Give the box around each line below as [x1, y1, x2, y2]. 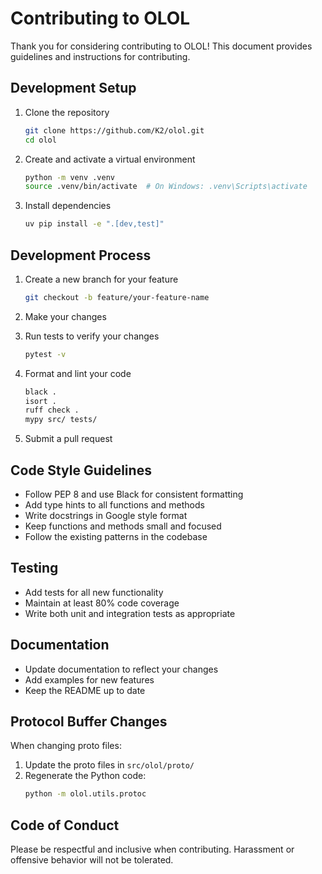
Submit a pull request [24, 433, 113, 445]
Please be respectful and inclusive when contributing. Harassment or [10, 843, 295, 856]
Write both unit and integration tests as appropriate [24, 607, 236, 619]
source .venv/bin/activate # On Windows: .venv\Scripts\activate [24, 182, 308, 192]
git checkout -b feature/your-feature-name [24, 292, 210, 302]
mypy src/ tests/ [24, 415, 98, 425]
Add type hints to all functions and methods [24, 499, 205, 511]
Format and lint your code [24, 367, 132, 379]
